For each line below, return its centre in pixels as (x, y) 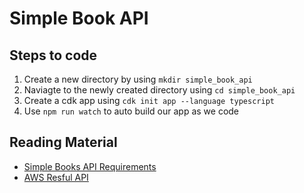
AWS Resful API (56, 177)
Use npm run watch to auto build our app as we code (131, 111)
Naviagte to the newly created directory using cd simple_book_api (159, 90)
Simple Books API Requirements (90, 166)
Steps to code (53, 55)
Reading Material (63, 142)
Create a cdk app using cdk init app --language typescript (149, 100)
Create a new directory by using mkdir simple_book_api (138, 79)
